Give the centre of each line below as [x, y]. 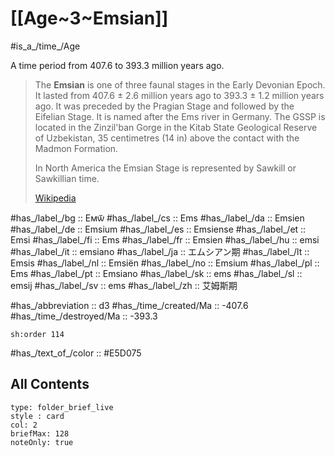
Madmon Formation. [76, 148]
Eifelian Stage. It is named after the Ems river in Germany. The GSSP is [180, 116]
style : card [37, 416]
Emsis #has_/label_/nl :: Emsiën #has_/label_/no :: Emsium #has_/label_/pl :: [165, 263]
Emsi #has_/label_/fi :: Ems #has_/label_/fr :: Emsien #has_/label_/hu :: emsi [165, 239]
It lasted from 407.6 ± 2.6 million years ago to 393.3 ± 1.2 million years [179, 95]
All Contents [50, 384]
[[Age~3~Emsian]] [89, 18]
